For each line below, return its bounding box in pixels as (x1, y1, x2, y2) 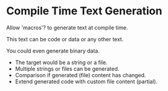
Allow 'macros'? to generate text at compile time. (6, 24, 128, 31)
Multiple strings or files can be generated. (15, 65, 120, 72)
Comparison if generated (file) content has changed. (15, 71, 146, 78)
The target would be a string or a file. (15, 59, 108, 66)
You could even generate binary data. (6, 47, 100, 54)
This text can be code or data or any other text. (6, 35, 124, 43)
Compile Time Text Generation (6, 4, 163, 18)
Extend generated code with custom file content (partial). (15, 78, 158, 85)
